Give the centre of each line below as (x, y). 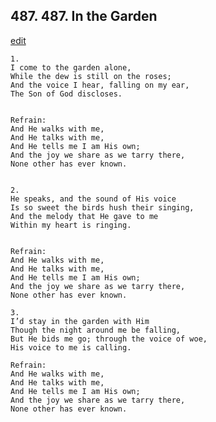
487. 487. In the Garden (84, 16)
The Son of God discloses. (66, 94)
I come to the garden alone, (71, 67)
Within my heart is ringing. (71, 225)
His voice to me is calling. (71, 347)
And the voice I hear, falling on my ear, (100, 85)
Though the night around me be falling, (96, 330)
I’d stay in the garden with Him (80, 321)
